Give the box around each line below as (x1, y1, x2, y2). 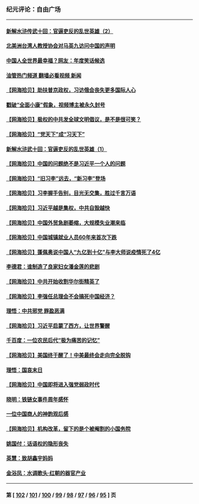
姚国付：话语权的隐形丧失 (6, 440, 69, 447)
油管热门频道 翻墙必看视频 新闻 (6, 71, 82, 79)
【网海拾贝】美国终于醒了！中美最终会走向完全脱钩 (6, 351, 131, 358)
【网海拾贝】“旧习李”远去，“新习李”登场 (6, 174, 106, 182)
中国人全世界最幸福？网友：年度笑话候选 (6, 57, 105, 64)
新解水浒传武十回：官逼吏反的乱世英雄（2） (6, 27, 114, 35)
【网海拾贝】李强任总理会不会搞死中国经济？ (6, 293, 115, 300)
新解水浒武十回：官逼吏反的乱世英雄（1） (6, 145, 108, 152)
